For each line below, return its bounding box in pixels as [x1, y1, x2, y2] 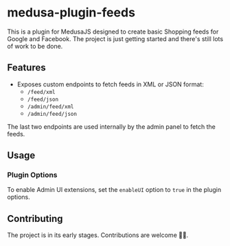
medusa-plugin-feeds [7, 5, 136, 21]
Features [7, 62, 46, 73]
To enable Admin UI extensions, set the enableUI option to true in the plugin [7, 186, 222, 194]
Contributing [7, 212, 63, 224]
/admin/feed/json [27, 110, 78, 117]
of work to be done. [7, 42, 63, 50]
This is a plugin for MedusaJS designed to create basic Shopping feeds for [7, 27, 219, 36]
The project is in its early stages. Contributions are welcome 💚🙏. [7, 231, 189, 239]
